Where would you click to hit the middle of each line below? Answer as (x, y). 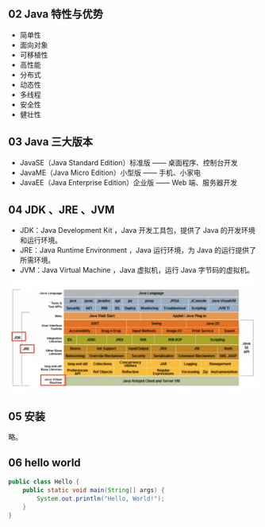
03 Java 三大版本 (51, 142)
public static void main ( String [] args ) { (94, 490)
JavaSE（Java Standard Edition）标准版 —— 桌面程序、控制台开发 (129, 162)
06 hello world (44, 462)
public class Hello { (44, 482)
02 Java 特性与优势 (56, 14)
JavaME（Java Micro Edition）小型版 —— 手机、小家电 (110, 172)
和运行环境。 (40, 240)
